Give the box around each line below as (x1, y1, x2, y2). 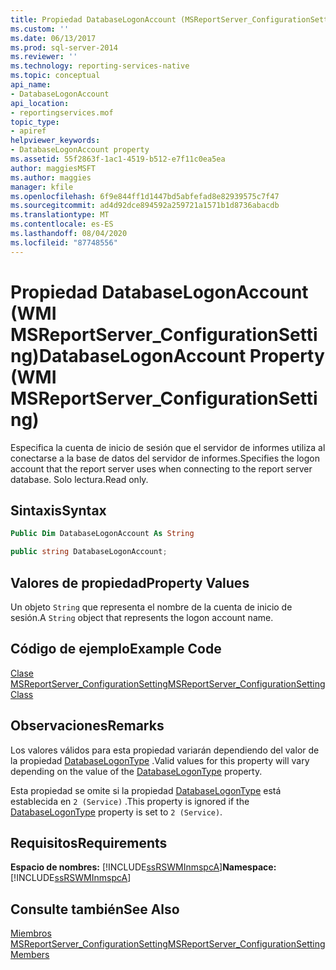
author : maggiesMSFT (10, 163, 97, 173)
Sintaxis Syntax (10, 502, 107, 519)
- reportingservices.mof (10, 107, 114, 118)
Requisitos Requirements (10, 834, 168, 851)
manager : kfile (10, 182, 74, 192)
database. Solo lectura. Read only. (10, 473, 149, 485)
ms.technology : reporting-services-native (10, 61, 190, 71)
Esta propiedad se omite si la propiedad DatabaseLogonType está (10, 784, 282, 796)
